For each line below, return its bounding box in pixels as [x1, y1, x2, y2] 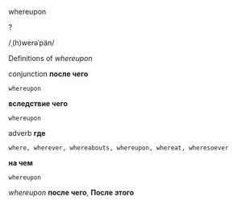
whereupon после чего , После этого [8, 188, 135, 197]
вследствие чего [8, 99, 69, 108]
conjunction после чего [8, 69, 89, 79]
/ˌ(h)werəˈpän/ [8, 38, 55, 47]
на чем [8, 158, 34, 167]
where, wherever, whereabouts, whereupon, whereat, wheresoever [8, 144, 229, 152]
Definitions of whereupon [8, 54, 93, 63]
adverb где [8, 129, 46, 137]
